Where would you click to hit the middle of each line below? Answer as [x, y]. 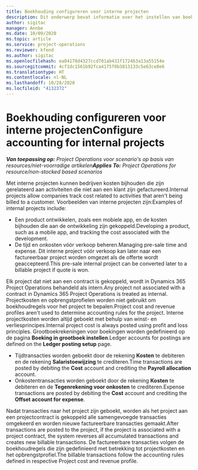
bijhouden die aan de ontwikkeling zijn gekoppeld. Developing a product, [102, 226]
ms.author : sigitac [30, 56]
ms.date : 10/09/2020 [32, 34]
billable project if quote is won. [52, 270]
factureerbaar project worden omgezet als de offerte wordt [86, 257]
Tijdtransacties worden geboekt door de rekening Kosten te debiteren [100, 355]
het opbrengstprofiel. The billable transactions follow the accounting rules [95, 455]
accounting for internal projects [85, 143]
